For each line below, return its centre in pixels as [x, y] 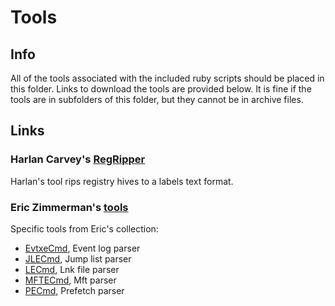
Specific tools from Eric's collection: [84, 228]
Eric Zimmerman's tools [69, 207]
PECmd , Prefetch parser [74, 290]
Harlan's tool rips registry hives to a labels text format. [122, 181]
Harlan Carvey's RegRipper [78, 159]
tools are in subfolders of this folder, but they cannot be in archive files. [157, 99]
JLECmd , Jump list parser [78, 258]
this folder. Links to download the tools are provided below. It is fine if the [161, 89]
